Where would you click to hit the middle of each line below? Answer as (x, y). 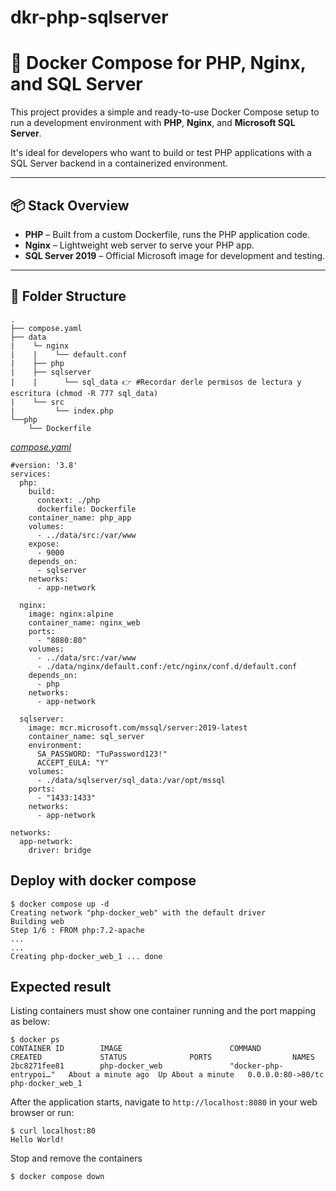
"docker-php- (256, 1066)
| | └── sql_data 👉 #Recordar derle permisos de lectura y (156, 382)
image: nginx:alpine (71, 614)
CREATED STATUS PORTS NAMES (162, 1057)
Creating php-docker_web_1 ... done (86, 956)
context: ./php (68, 500)
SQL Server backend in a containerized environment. (119, 163)
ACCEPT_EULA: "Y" (73, 762)
